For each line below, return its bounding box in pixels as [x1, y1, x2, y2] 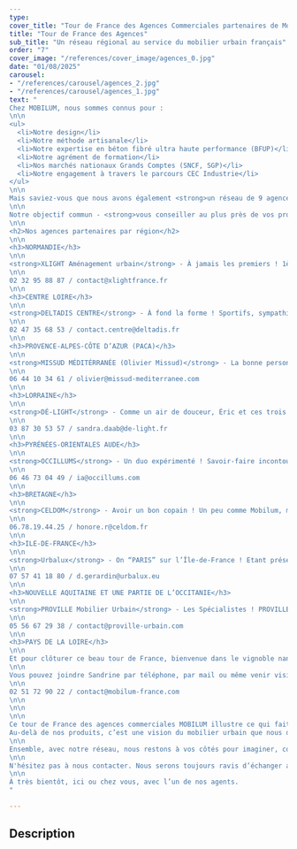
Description [9, 826, 75, 841]
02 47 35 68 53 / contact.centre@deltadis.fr [9, 325, 179, 334]
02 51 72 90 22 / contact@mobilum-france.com [9, 687, 179, 696]
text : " [9, 95, 38, 104]
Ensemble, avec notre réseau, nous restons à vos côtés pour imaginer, [9, 745, 278, 753]
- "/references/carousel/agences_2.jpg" [9, 79, 161, 88]
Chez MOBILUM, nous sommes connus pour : [9, 103, 164, 112]
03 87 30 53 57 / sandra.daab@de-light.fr [9, 424, 168, 433]
